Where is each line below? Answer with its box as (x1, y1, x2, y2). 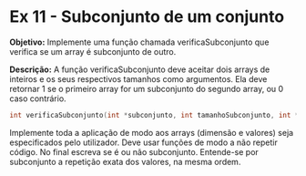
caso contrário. (9, 93, 66, 104)
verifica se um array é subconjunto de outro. (9, 46, 177, 57)
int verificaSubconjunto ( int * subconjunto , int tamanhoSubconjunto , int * (9, 110, 300, 119)
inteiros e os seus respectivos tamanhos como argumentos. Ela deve (9, 73, 268, 84)
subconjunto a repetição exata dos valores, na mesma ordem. (9, 156, 241, 167)
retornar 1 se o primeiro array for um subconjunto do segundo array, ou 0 (9, 83, 284, 94)
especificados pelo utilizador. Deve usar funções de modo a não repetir (9, 137, 278, 148)
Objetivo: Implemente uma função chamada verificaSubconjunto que (9, 36, 270, 47)
